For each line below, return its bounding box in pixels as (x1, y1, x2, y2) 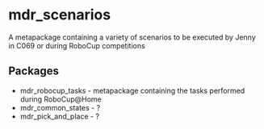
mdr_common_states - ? (19, 102, 101, 112)
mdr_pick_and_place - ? (19, 111, 99, 121)
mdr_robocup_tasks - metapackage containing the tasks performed (19, 85, 245, 95)
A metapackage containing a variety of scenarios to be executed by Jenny (8, 32, 256, 42)
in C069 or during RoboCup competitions (8, 40, 145, 50)
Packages (8, 64, 59, 78)
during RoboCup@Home (19, 94, 103, 104)
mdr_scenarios (8, 6, 111, 24)
